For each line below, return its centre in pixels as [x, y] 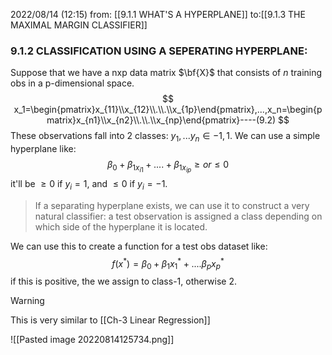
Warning [27, 301]
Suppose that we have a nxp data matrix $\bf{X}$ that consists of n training [166, 73]
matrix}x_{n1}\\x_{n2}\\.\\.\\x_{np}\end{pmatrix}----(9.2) [161, 120]
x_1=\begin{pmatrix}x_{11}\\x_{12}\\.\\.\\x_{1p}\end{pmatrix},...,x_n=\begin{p [168, 110]
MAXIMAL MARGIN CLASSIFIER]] [79, 25]
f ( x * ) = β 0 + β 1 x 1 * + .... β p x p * [168, 264]
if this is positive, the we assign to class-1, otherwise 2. [123, 281]
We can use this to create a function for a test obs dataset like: [139, 246]
